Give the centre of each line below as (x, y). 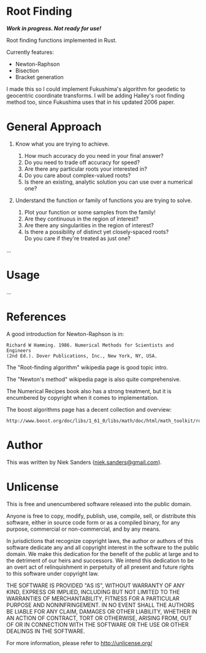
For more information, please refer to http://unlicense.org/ (79, 643)
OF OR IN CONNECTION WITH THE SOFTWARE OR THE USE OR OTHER (97, 624)
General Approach (54, 127)
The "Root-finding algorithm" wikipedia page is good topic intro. (87, 367)
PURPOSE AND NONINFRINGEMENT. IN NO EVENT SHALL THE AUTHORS (101, 605)
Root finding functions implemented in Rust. (62, 40)
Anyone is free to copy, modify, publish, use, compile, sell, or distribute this (101, 516)
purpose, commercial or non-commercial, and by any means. (83, 529)
